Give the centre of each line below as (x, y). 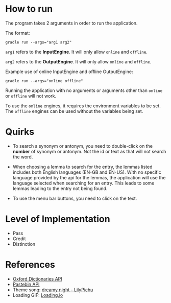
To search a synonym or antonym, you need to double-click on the (83, 146)
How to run (29, 9)
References (30, 265)
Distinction (24, 244)
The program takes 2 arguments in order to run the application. (71, 23)
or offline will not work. (31, 96)
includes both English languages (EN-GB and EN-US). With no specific (87, 172)
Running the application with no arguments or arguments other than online (84, 90)
